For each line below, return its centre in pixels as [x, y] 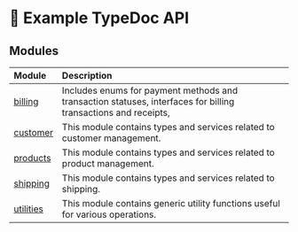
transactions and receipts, [116, 112]
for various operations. [109, 214]
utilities [29, 209]
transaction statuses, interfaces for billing [148, 101]
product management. [108, 163]
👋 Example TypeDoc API [99, 18]
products [32, 158]
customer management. [111, 138]
